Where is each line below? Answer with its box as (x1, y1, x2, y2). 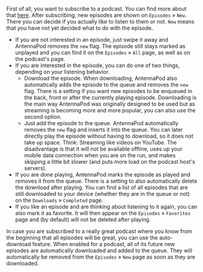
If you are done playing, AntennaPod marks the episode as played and (15, 171, 191, 178)
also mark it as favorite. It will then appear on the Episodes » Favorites (15, 210, 191, 216)
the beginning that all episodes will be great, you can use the (6, 234, 158, 241)
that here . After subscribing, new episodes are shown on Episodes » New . (6, 11, 187, 19)
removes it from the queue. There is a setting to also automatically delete (15, 178, 198, 184)
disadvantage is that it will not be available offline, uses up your (24, 145, 183, 152)
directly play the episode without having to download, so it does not (24, 132, 194, 140)
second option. (24, 113, 62, 120)
